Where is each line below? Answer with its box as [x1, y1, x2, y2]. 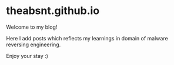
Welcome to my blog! [6, 23, 58, 30]
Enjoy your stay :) [6, 52, 49, 59]
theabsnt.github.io [6, 4, 100, 18]
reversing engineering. [6, 41, 61, 48]
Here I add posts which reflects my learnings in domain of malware [6, 35, 169, 42]
